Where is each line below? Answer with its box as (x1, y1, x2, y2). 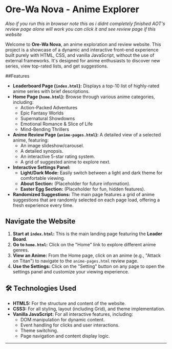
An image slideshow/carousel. (20, 142, 84, 149)
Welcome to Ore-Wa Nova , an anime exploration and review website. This (5, 41, 161, 47)
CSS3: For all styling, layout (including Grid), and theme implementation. (12, 306, 165, 312)
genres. (12, 247, 29, 253)
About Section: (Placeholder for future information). (20, 180, 131, 187)
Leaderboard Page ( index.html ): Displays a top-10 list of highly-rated (12, 83, 160, 89)
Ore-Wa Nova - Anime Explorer (5, 4, 140, 15)
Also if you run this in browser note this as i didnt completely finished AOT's (5, 20, 165, 27)
